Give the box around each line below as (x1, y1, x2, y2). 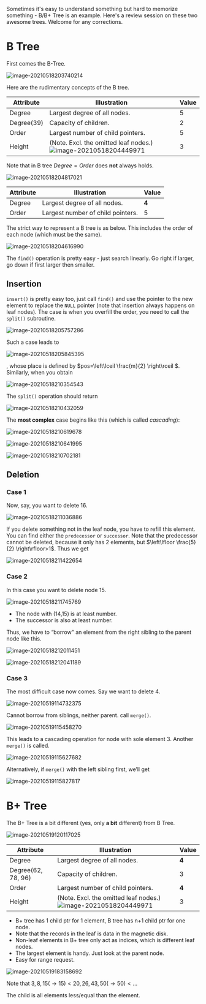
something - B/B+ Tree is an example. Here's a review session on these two (6, 12, 198, 19)
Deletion (6, 470, 40, 480)
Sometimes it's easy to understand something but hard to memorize (6, 6, 178, 12)
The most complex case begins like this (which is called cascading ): (6, 416, 180, 424)
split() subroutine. (6, 314, 56, 322)
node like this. (6, 634, 42, 642)
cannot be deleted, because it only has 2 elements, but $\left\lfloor (6, 539, 175, 546)
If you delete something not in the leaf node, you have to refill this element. (6, 525, 196, 533)
